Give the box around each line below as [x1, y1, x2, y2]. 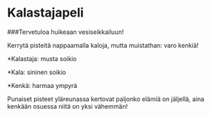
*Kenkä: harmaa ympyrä [7, 81, 78, 89]
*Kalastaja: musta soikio [7, 54, 77, 63]
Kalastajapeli [7, 5, 84, 21]
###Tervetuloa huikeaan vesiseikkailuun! [7, 28, 124, 36]
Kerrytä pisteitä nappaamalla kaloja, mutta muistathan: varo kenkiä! [7, 41, 199, 49]
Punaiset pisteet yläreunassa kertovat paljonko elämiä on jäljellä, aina [7, 95, 205, 103]
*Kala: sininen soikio [7, 68, 67, 76]
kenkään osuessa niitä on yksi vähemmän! [7, 102, 128, 110]
